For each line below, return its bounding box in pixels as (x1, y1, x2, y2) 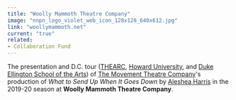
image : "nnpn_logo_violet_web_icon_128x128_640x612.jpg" (7, 17, 178, 24)
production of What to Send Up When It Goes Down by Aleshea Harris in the (7, 77, 229, 85)
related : (7, 37, 33, 44)
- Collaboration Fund (7, 43, 71, 50)
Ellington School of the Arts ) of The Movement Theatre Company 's (7, 70, 201, 78)
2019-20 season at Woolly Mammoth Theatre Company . (7, 85, 174, 93)
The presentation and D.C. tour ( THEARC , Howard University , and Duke (7, 63, 213, 70)
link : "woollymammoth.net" (7, 23, 87, 30)
